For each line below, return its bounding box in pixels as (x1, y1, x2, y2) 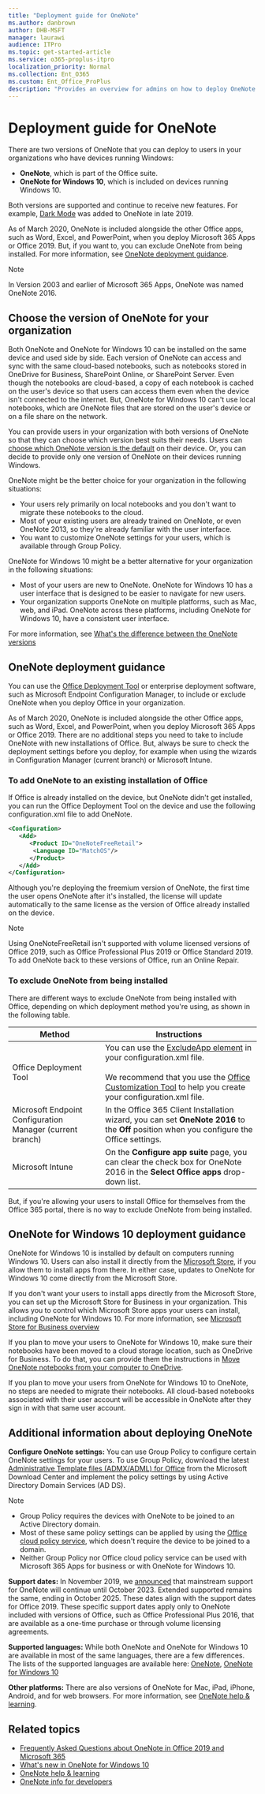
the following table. (8, 1010, 71, 1019)
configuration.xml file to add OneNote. (8, 809, 132, 819)
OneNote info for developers (19, 1777, 113, 1787)
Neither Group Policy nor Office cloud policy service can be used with (19, 1553, 247, 1563)
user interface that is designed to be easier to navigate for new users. (19, 589, 246, 598)
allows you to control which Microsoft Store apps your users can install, (8, 1306, 241, 1315)
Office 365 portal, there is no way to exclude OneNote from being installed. (8, 1205, 252, 1214)
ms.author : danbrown (8, 19, 77, 27)
